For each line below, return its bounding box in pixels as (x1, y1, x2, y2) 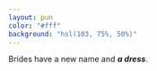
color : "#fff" (8, 21, 62, 30)
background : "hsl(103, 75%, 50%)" (8, 29, 138, 38)
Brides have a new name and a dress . (8, 54, 149, 65)
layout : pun (8, 12, 53, 22)
